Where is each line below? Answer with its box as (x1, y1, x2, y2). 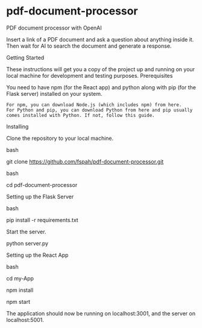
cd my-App (6, 274, 34, 282)
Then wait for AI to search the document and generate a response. (6, 42, 172, 49)
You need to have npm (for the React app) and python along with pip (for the (6, 83, 196, 91)
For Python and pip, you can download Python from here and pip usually (6, 107, 193, 113)
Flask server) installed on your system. (6, 90, 103, 97)
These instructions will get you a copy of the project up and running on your (6, 65, 195, 73)
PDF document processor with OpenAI (6, 24, 103, 31)
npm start (6, 298, 31, 305)
